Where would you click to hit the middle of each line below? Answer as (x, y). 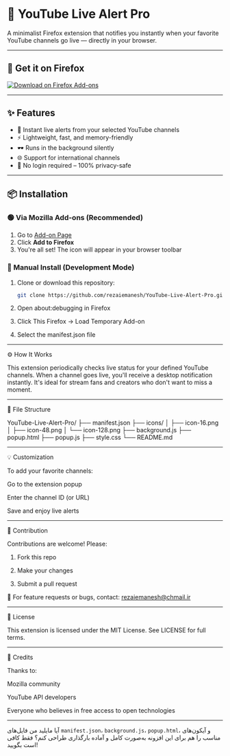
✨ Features (31, 113)
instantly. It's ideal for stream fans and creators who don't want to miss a (110, 382)
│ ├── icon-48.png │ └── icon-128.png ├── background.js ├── (99, 430)
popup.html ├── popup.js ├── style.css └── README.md (90, 437)
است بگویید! (23, 745)
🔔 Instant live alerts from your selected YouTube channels (98, 129)
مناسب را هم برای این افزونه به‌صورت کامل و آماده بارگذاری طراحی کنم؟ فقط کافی (114, 737)
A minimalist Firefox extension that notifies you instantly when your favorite (113, 33)
